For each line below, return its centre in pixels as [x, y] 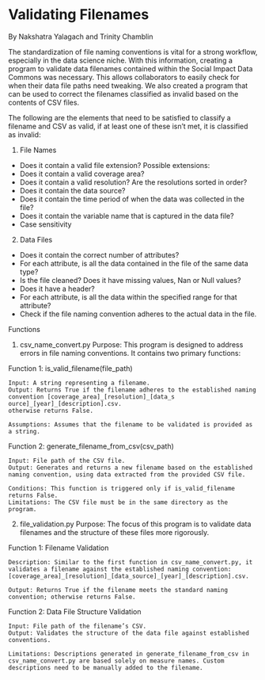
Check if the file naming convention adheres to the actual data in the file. [138, 314]
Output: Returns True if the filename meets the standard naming [118, 590]
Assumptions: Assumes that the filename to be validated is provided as [131, 424]
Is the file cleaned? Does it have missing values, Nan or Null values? [130, 280]
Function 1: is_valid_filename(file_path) [70, 368]
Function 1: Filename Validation [59, 548]
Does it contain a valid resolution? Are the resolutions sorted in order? [133, 182]
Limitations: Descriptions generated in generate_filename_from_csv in [129, 654]
